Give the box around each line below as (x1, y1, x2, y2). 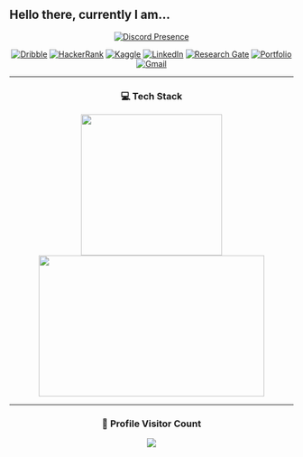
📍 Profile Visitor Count (102, 417, 201, 430)
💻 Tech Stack (120, 89, 183, 102)
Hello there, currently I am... (9, 7, 170, 23)
